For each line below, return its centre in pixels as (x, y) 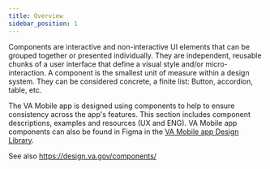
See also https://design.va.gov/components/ (82, 156)
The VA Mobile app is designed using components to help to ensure (122, 106)
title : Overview (36, 16)
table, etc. (25, 89)
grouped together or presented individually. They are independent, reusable (135, 55)
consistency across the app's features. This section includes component (130, 114)
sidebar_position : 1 (43, 24)
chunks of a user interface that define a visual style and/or (106, 64)
